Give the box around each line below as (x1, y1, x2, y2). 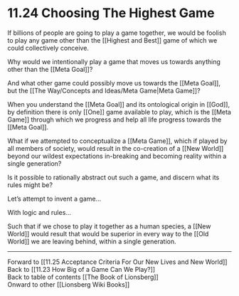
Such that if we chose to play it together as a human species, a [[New (7, 222, 211, 231)
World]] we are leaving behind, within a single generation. (7, 237, 176, 245)
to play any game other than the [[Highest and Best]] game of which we (7, 36, 218, 44)
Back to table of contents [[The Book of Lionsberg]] (7, 273, 159, 281)
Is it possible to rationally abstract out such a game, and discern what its (7, 173, 220, 181)
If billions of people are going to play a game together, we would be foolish (7, 28, 226, 37)
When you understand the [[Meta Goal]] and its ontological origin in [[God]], (7, 100, 230, 108)
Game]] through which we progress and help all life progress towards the (7, 115, 222, 124)
